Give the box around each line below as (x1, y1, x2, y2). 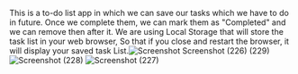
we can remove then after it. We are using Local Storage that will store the (9, 27, 284, 37)
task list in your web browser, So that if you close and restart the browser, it (9, 36, 290, 46)
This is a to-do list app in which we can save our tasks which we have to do (9, 8, 290, 18)
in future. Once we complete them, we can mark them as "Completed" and (9, 17, 286, 28)
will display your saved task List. (9, 45, 129, 56)
